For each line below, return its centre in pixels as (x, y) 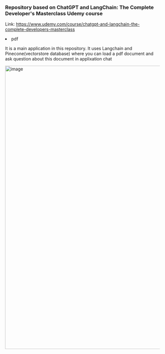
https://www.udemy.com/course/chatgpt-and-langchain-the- (78, 24)
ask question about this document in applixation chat (58, 59)
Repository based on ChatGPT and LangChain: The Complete (80, 7)
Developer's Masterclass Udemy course (54, 13)
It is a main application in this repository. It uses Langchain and (69, 49)
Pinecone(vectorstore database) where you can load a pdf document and (79, 54)
